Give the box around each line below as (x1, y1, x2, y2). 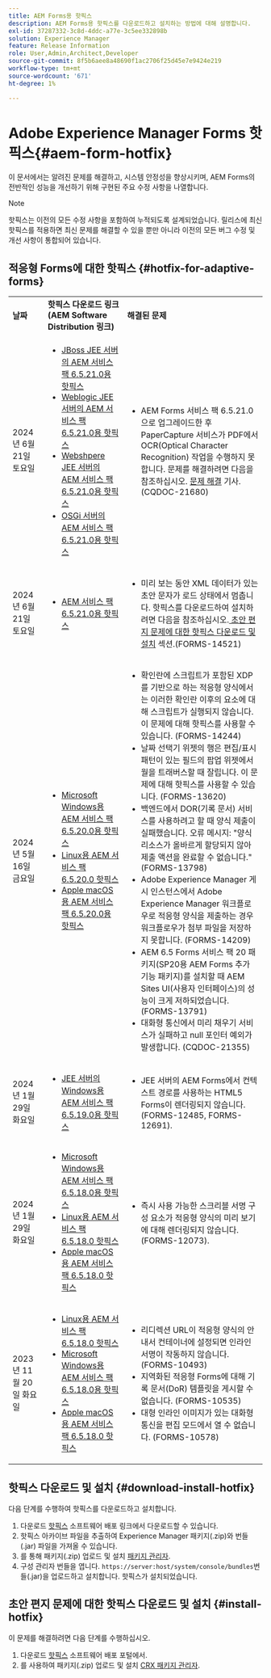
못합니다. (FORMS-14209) (150, 934, 252, 946)
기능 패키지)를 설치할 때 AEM (140, 971, 245, 982)
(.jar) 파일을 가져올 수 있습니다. (19, 1541, 119, 1551)
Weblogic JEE (61, 391, 115, 403)
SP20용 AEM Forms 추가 (158, 959, 250, 970)
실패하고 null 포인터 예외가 (157, 1030, 252, 1041)
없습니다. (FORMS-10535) (140, 1395, 242, 1406)
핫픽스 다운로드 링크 (48, 299, 119, 310)
